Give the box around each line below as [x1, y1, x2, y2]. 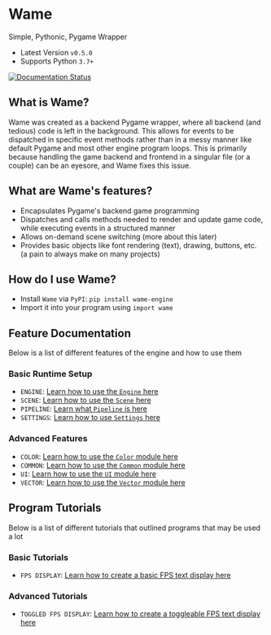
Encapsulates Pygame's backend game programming [20, 205, 199, 216]
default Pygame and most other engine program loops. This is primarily [8, 143, 247, 153]
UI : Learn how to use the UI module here [20, 469, 157, 479]
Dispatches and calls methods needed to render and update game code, [20, 214, 264, 224]
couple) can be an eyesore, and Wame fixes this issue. [8, 160, 191, 170]
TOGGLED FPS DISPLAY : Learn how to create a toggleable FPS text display [20, 609, 261, 619]
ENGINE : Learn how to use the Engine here [20, 387, 159, 396]
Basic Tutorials [8, 551, 69, 563]
